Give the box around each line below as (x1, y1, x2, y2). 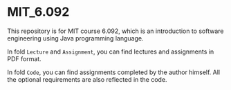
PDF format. (7, 54, 41, 63)
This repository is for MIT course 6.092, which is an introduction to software (7, 27, 224, 35)
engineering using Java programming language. (7, 34, 144, 42)
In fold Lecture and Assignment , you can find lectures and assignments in (7, 47, 214, 56)
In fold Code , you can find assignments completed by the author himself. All (7, 68, 221, 76)
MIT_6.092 (7, 4, 70, 20)
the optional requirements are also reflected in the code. (7, 75, 167, 83)
